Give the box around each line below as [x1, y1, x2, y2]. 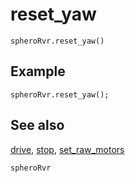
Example [10, 63, 66, 80]
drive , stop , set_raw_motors [10, 143, 125, 155]
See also [10, 117, 65, 134]
